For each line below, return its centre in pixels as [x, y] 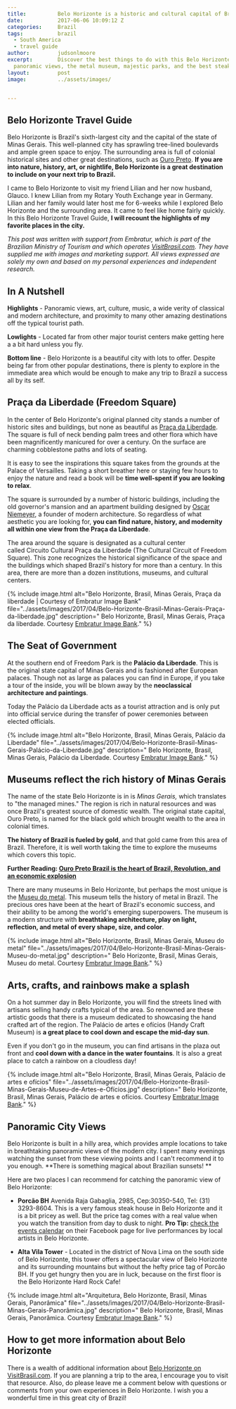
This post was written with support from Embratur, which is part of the [109, 239]
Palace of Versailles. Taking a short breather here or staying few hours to [113, 470]
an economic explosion [42, 876]
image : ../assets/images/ [59, 79]
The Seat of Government [62, 646]
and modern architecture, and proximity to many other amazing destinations [117, 315]
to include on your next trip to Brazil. [61, 175]
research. [21, 269]
